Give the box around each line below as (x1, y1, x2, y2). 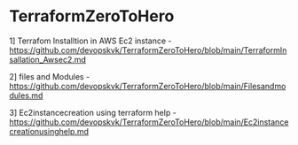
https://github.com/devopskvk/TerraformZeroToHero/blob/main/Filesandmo (9, 80, 286, 91)
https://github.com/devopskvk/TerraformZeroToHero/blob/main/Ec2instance (9, 117, 289, 127)
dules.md (9, 90, 43, 101)
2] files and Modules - (9, 71, 90, 81)
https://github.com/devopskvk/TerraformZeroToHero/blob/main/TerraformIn (9, 44, 287, 55)
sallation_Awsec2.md (9, 54, 87, 65)
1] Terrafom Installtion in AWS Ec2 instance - (9, 35, 172, 46)
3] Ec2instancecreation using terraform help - (9, 107, 177, 118)
